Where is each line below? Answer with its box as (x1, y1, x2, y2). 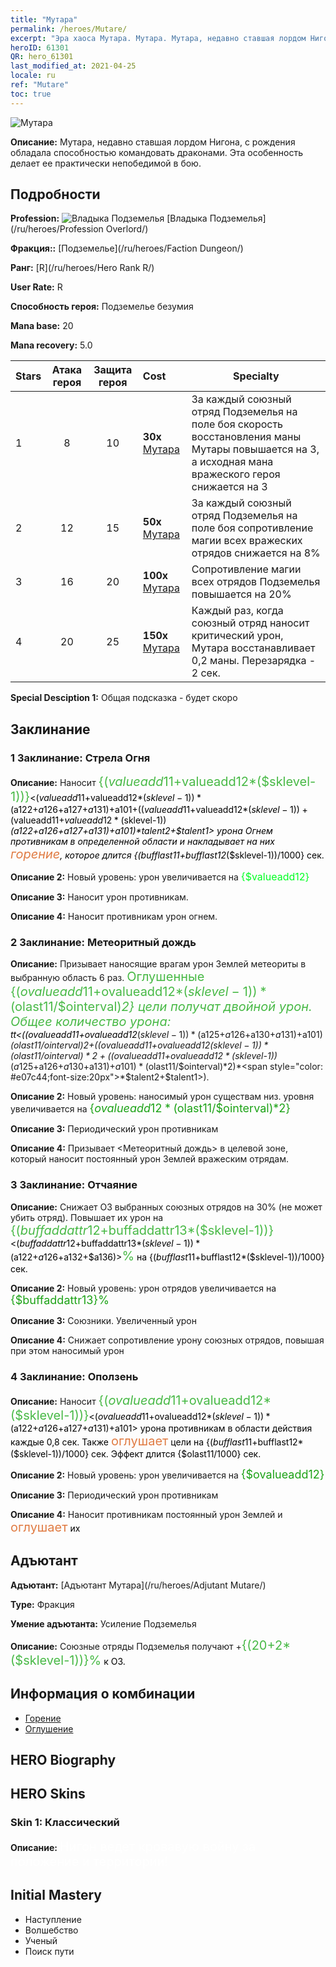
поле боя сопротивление (191, 521, 314, 535)
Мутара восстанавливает (191, 641, 316, 655)
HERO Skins (10, 1786, 86, 1803)
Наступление (24, 1913, 82, 1925)
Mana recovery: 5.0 (10, 339, 93, 351)
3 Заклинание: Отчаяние (10, 1178, 138, 1192)
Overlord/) (105, 223, 149, 235)
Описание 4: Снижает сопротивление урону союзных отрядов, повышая (10, 1334, 325, 1346)
